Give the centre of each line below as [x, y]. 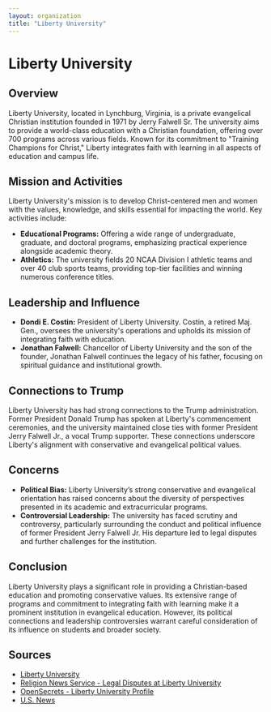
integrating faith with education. [73, 339]
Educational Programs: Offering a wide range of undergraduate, [128, 234]
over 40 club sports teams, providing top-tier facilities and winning [131, 268]
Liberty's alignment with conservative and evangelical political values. [125, 444]
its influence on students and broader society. [85, 629]
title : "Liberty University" [57, 24]
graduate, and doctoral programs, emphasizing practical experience [133, 242]
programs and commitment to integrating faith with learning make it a [124, 603]
